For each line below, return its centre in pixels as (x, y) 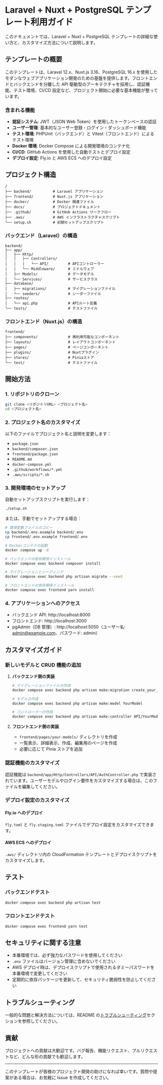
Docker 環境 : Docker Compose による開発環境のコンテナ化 (71, 146)
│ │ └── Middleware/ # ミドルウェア (50, 269)
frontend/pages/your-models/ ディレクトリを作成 (68, 737)
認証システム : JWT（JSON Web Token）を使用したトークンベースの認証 (84, 121)
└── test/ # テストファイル (51, 363)
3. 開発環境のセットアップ (35, 488)
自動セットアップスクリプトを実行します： (48, 499)
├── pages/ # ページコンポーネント (57, 347)
